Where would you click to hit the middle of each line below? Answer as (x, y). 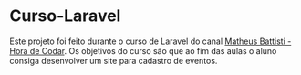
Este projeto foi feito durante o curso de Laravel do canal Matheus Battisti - (150, 41)
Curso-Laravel (65, 16)
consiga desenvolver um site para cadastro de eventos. (114, 60)
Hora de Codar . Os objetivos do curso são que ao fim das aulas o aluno (143, 50)
